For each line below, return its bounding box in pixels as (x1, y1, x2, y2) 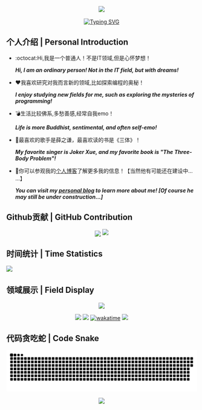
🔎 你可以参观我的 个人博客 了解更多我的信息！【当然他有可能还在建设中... (15, 167, 194, 175)
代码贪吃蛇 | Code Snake (6, 333, 100, 344)
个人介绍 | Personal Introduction (6, 37, 129, 48)
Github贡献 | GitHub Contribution (6, 212, 133, 223)
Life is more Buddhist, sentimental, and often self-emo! (15, 124, 157, 131)
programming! (15, 97, 53, 104)
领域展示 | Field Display (6, 285, 95, 295)
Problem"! (30, 155, 56, 162)
